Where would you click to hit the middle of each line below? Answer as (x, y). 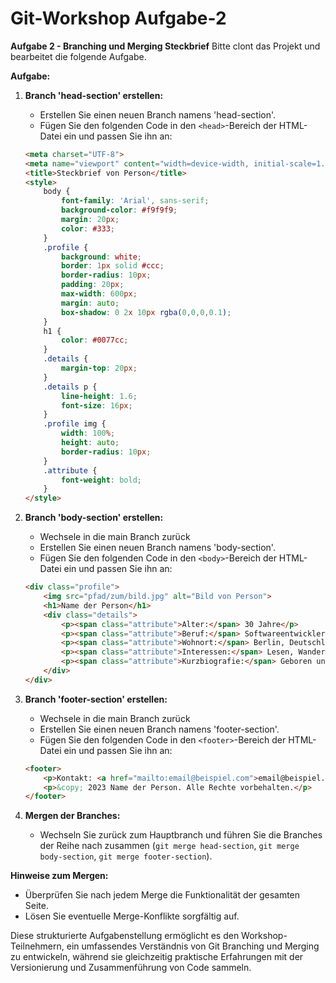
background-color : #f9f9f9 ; (119, 210)
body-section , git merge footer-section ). (126, 856)
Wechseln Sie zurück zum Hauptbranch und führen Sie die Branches (181, 835)
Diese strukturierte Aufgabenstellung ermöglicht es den (125, 936)
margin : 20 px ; (90, 220)
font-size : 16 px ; (97, 405)
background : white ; (101, 257)
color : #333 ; (88, 228)
